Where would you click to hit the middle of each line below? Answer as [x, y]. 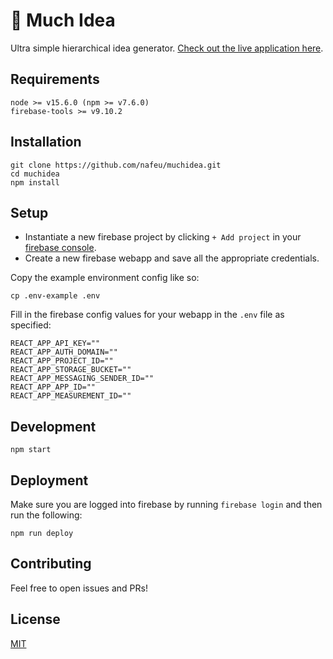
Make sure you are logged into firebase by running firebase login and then [166, 504]
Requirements [55, 79]
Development [53, 426]
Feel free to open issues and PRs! [79, 588]
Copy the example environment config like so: [105, 278]
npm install [35, 182]
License [35, 619]
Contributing [51, 564]
